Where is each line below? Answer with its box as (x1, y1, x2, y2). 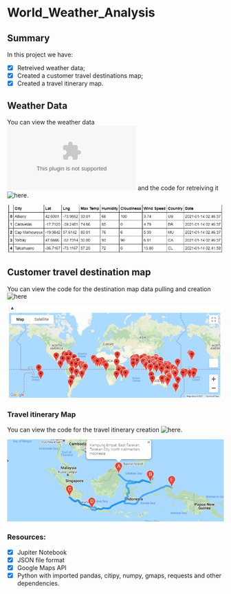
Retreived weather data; (16, 64, 85, 72)
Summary (7, 32, 50, 44)
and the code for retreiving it (137, 184, 219, 192)
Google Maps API (16, 563, 67, 572)
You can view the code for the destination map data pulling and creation (7, 284, 211, 293)
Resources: (7, 532, 46, 542)
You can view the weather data (7, 118, 95, 126)
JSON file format (16, 555, 65, 564)
